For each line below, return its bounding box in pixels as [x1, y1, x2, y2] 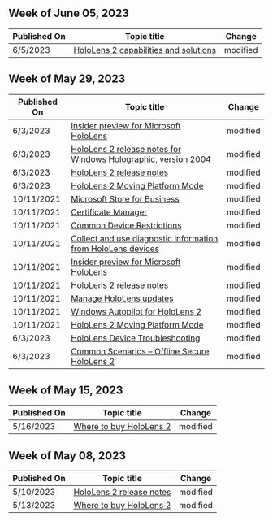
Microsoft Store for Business [70, 193, 180, 204]
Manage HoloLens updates [70, 293, 174, 304]
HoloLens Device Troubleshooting [70, 332, 201, 344]
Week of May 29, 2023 [8, 72, 126, 86]
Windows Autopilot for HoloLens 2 [70, 306, 202, 317]
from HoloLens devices [70, 243, 160, 254]
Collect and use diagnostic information [70, 232, 219, 244]
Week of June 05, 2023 [8, 7, 130, 20]
